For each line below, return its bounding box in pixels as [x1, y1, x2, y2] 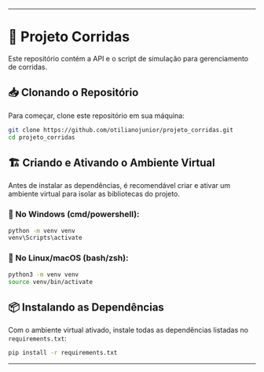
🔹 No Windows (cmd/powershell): [8, 209, 140, 220]
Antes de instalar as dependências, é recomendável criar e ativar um [8, 181, 231, 190]
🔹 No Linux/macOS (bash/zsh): [8, 252, 129, 263]
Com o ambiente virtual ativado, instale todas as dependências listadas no [8, 326, 249, 335]
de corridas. [8, 62, 48, 72]
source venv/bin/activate [8, 278, 93, 285]
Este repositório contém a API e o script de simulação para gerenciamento [8, 53, 249, 63]
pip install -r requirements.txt [8, 349, 118, 357]
